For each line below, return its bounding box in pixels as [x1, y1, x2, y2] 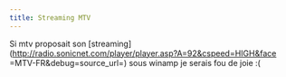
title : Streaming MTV [9, 13, 91, 23]
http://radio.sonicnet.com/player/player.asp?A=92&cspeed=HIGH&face [12, 47, 277, 59]
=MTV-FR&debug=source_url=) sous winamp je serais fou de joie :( [9, 57, 261, 68]
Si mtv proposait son [9, 38, 87, 49]
